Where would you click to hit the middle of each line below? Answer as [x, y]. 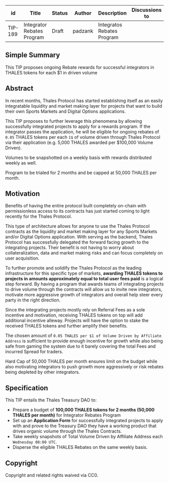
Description [112, 13]
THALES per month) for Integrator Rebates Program [66, 415]
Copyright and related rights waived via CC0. [52, 475]
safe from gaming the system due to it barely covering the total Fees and [80, 346]
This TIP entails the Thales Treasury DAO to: [51, 400]
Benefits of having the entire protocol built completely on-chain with [76, 206]
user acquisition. [22, 258]
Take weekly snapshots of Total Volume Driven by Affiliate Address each [88, 437]
